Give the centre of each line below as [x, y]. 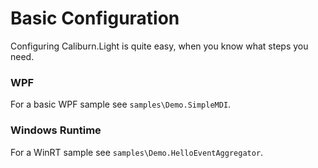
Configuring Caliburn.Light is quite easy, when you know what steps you [159, 46]
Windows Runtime [56, 130]
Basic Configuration [95, 18]
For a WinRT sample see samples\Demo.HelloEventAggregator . [137, 152]
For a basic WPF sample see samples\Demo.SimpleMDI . [121, 104]
